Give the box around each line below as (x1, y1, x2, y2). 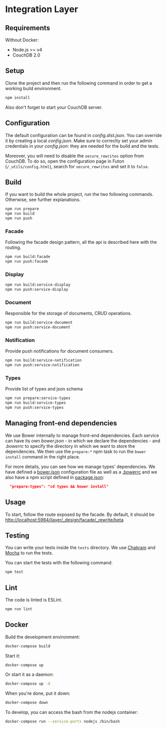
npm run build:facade (5, 254, 51, 259)
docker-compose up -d (5, 681, 51, 686)
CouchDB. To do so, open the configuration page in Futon (5, 158, 124, 164)
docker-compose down (5, 700, 49, 705)
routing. (5, 244, 22, 250)
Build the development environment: (5, 634, 80, 640)
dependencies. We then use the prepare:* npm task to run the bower (5, 448, 146, 454)
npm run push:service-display (5, 287, 69, 292)
